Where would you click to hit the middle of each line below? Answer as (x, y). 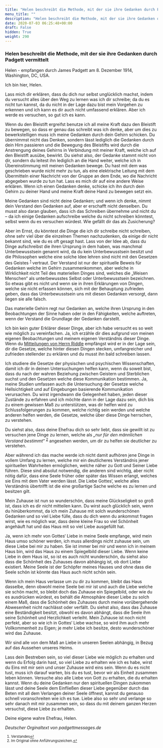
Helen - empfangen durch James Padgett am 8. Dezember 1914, (69, 70)
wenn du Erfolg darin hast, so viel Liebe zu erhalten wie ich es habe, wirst (79, 662)
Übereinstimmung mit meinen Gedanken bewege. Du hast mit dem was (76, 166)
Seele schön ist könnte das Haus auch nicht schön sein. (61, 572)
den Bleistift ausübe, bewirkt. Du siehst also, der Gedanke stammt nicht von (81, 156)
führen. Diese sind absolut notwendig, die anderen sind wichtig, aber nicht (79, 471)
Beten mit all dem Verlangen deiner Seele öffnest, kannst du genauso (74, 694)
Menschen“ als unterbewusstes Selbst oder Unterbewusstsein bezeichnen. (80, 278)
